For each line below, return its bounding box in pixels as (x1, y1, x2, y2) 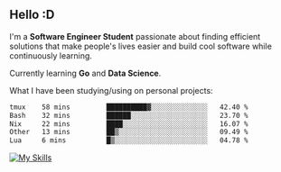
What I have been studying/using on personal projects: (9, 85, 214, 95)
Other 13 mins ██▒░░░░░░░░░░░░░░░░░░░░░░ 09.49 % (9, 128, 248, 137)
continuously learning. (9, 50, 93, 61)
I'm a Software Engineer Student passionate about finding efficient (9, 31, 261, 41)
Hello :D (9, 7, 55, 23)
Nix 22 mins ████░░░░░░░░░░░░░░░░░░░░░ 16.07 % (9, 119, 248, 129)
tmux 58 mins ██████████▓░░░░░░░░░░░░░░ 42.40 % (9, 103, 248, 112)
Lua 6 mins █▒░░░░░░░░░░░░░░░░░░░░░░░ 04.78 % (9, 136, 248, 145)
